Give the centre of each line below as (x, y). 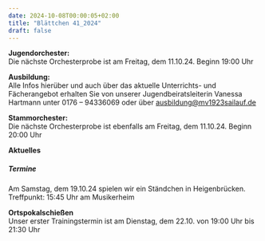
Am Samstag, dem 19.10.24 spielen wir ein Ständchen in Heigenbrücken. (127, 189)
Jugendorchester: (39, 53)
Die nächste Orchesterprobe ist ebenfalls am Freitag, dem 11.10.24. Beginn (130, 126)
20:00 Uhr (25, 135)
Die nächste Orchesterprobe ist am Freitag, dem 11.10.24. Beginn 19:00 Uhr (131, 61)
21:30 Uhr (24, 230)
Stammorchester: (38, 118)
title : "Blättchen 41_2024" (55, 23)
